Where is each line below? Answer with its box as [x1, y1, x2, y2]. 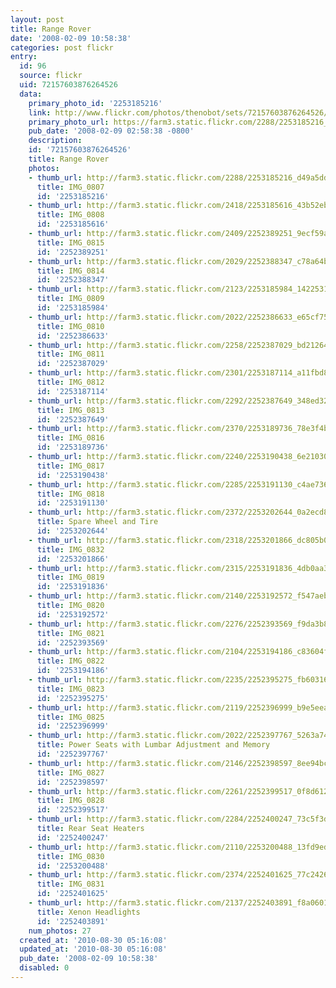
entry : [10, 52, 38, 62]
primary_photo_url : [28, 117, 110, 127]
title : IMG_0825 [36, 712, 105, 722]
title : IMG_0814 [36, 266, 105, 276]
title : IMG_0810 [36, 321, 105, 331]
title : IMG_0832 [36, 544, 105, 555]
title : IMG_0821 [36, 628, 105, 638]
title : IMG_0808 [36, 210, 105, 220]
